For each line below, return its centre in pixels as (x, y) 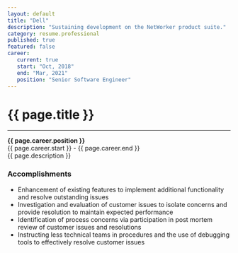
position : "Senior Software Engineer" (74, 80)
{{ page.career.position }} (46, 141)
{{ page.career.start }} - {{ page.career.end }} (74, 148)
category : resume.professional (53, 34)
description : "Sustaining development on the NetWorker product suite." (117, 27)
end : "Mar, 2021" (42, 73)
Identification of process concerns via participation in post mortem (115, 219)
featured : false (31, 47)
